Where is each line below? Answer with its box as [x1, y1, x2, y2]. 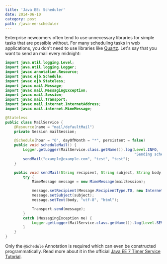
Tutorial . [5, 254, 22, 260]
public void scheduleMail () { [14, 142, 77, 148]
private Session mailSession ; [14, 129, 77, 134]
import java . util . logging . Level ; [5, 60, 75, 65]
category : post [5, 16, 37, 21]
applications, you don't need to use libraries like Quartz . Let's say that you [5, 45, 157, 51]
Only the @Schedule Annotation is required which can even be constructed [5, 243, 156, 249]
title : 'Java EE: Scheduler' [5, 7, 66, 12]
